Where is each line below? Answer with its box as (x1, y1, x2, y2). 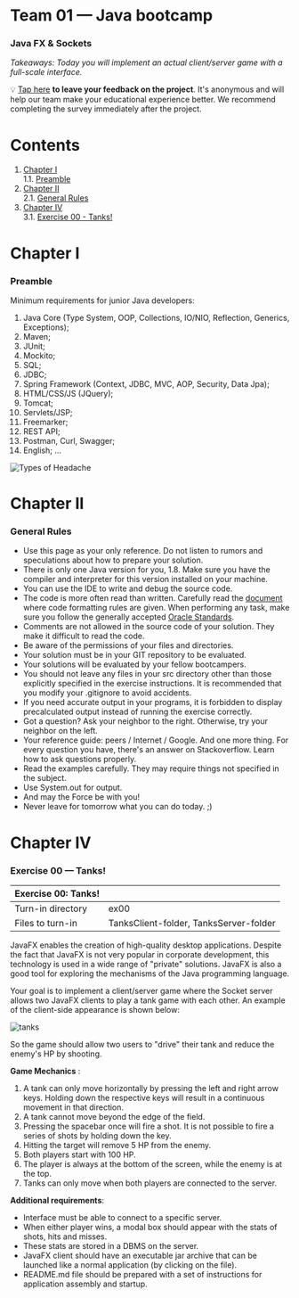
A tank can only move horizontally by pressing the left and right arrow (22, 1082, 279, 1093)
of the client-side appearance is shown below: (10, 1004, 181, 1015)
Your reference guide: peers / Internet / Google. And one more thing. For (22, 735, 289, 745)
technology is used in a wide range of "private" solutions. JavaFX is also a (10, 958, 282, 969)
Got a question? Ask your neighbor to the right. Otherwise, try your (22, 716, 268, 727)
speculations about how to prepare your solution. (22, 555, 204, 566)
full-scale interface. (10, 67, 83, 78)
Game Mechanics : (10, 1065, 81, 1076)
